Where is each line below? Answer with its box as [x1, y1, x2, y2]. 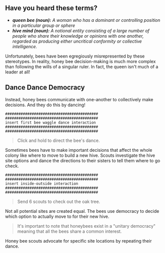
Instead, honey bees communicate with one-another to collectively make [5, 96, 154, 102]
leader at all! [5, 69, 31, 75]
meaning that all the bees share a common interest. [17, 228, 122, 234]
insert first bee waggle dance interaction [5, 120, 96, 125]
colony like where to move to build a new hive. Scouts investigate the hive [5, 152, 156, 158]
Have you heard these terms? [5, 4, 98, 12]
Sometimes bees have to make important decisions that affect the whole [5, 147, 152, 153]
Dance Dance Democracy [5, 83, 85, 92]
